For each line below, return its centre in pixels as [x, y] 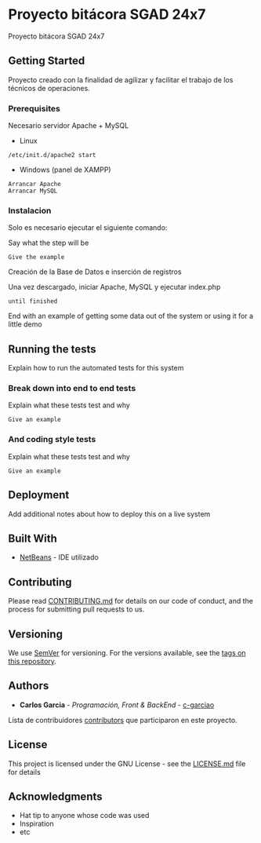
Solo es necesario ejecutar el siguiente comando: [88, 228]
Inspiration [36, 824]
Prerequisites [34, 108]
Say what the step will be [49, 243]
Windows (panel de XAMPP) [65, 170]
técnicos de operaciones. [49, 88]
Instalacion [30, 210]
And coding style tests [52, 440]
